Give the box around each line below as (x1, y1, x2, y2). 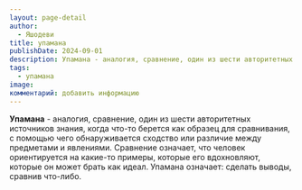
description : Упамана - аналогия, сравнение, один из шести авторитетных (9, 55, 294, 64)
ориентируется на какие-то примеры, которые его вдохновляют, (9, 151, 260, 162)
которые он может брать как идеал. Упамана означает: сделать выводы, (9, 161, 292, 172)
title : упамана (9, 38, 67, 48)
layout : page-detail (9, 13, 88, 23)
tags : (9, 64, 30, 73)
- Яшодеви (17, 30, 54, 39)
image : (9, 80, 34, 89)
